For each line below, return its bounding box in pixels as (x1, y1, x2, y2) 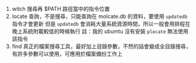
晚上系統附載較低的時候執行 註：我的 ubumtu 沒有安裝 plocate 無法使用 (11, 28, 189, 35)
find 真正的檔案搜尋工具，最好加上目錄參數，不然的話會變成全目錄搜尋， (11, 43, 192, 50)
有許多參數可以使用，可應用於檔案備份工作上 (11, 50, 123, 57)
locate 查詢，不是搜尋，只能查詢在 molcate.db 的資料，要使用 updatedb (11, 13, 188, 20)
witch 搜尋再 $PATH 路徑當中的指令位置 (11, 5, 110, 12)
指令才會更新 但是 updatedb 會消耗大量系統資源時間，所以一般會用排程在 (11, 20, 191, 27)
